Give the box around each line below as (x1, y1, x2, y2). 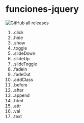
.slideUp (12, 55, 30, 61)
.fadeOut (12, 71, 31, 77)
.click (12, 29, 24, 35)
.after (12, 87, 24, 93)
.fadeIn (12, 66, 28, 72)
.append (12, 92, 30, 98)
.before (12, 82, 28, 87)
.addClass (12, 77, 33, 82)
